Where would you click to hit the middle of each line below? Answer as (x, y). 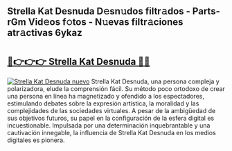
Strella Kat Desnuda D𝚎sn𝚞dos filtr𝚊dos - (99, 11)
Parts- (206, 11)
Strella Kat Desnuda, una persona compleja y (155, 81)
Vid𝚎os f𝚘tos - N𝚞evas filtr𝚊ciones (106, 22)
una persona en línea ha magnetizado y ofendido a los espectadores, (106, 96)
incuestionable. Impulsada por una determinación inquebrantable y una (109, 125)
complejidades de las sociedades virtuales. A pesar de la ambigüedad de (111, 111)
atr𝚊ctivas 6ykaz (45, 33)
